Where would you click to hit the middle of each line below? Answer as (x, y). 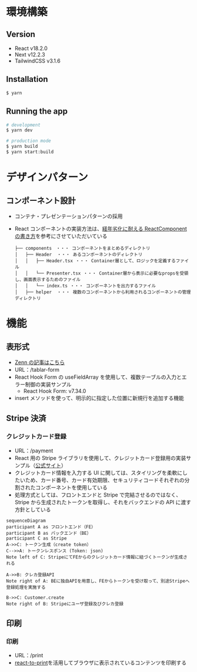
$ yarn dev (19, 130)
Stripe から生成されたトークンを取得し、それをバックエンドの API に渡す (103, 502)
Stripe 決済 (26, 418)
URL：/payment (34, 451)
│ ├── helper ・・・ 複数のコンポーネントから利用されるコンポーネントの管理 (103, 292)
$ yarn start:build (30, 152)
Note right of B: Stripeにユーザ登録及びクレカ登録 (65, 604)
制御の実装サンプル (48, 384)
